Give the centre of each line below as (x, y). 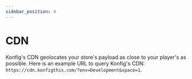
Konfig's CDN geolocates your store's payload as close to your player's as (96, 57)
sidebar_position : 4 (31, 11)
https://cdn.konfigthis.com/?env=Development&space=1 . (74, 70)
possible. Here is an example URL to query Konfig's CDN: (75, 63)
